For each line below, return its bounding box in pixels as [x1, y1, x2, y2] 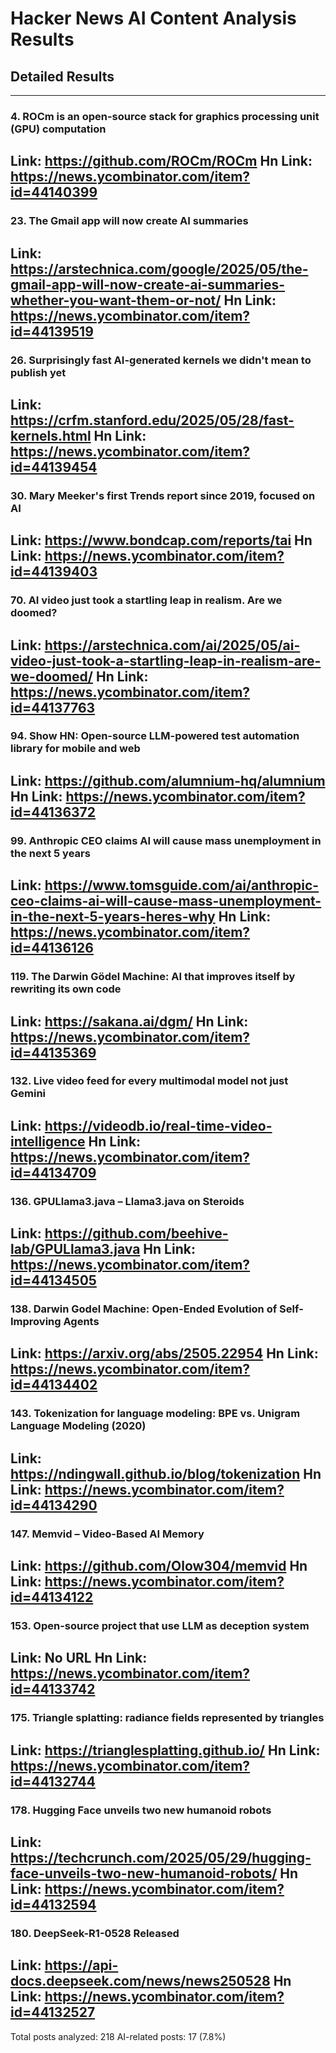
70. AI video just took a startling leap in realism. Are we [10, 593, 283, 607]
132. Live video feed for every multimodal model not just [10, 1074, 289, 1088]
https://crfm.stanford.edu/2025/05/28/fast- [10, 412, 295, 429]
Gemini [10, 1087, 47, 1101]
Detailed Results [10, 68, 115, 85]
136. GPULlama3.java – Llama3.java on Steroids [10, 1194, 245, 1208]
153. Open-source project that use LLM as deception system [10, 1618, 310, 1632]
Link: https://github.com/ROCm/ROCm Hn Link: [10, 153, 313, 170]
